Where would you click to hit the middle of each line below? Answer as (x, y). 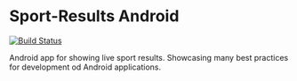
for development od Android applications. (85, 67)
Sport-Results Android (94, 16)
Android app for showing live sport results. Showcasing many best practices (149, 57)
